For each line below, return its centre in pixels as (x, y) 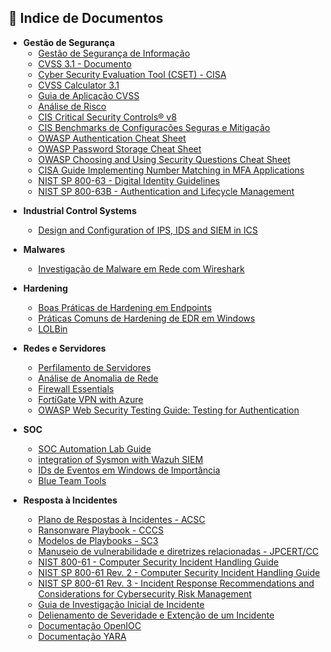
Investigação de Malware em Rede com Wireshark (141, 268)
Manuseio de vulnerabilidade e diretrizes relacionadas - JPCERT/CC (178, 551)
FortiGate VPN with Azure (90, 399)
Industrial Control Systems (79, 210)
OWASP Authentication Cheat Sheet (111, 138)
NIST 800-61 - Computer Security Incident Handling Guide (158, 562)
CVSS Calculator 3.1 (78, 85)
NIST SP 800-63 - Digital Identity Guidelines (129, 180)
